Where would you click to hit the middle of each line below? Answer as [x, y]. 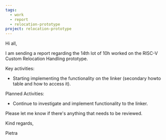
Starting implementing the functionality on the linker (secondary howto [87, 78]
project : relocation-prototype [38, 29]
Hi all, [11, 43]
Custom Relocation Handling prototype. [47, 59]
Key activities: [20, 69]
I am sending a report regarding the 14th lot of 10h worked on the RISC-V [81, 53]
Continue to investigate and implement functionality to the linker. [80, 104]
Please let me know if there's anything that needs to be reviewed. [74, 114]
